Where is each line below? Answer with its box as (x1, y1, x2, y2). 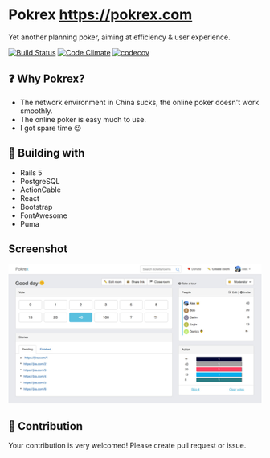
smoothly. (19, 106, 53, 116)
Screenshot (8, 242, 68, 256)
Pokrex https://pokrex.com (8, 6, 193, 24)
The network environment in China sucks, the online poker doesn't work (19, 97, 260, 107)
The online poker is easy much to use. (19, 114, 147, 124)
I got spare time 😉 (19, 123, 82, 133)
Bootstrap (19, 202, 53, 211)
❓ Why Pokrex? (8, 72, 86, 86)
